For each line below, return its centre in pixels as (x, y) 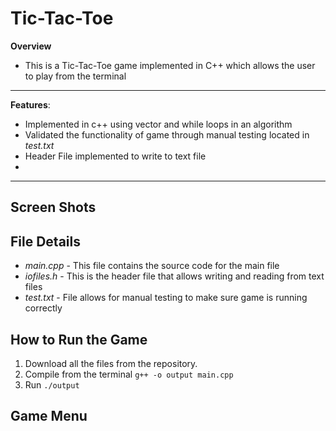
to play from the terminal (75, 76)
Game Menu (49, 416)
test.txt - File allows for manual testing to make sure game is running (166, 298)
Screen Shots (53, 207)
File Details (45, 241)
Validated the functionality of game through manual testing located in (167, 134)
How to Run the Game (79, 339)
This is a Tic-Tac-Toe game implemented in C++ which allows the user (170, 65)
